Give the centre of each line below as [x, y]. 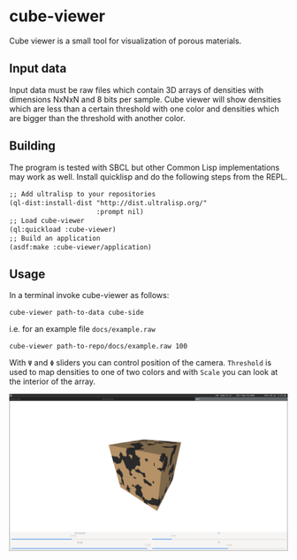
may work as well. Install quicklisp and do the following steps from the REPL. [148, 176]
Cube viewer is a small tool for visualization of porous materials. [126, 41]
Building [32, 146]
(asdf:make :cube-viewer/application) [80, 247]
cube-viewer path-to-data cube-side [76, 313]
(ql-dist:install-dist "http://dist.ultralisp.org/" [108, 203]
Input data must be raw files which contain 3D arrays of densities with [137, 89]
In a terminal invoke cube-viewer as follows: [89, 295]
